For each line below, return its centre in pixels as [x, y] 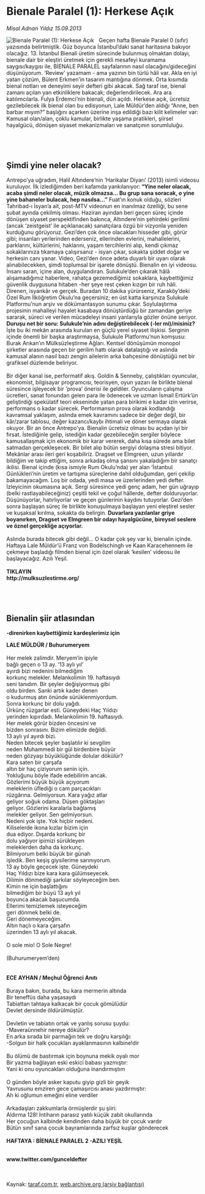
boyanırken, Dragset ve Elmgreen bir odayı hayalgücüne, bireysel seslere [101, 520]
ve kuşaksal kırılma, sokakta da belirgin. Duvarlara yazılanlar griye [91, 513]
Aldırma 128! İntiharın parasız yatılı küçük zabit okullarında [80, 1115]
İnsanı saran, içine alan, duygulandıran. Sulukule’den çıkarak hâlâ [88, 271]
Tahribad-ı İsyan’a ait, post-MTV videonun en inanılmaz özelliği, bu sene [97, 206]
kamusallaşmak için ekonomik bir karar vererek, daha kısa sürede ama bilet [101, 441]
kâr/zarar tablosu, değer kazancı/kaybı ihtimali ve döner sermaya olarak [97, 421]
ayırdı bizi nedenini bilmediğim [45, 671]
